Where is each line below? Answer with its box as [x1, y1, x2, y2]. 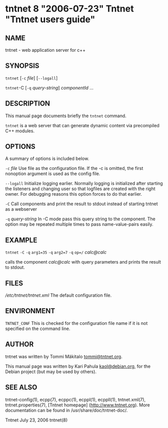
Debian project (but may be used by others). [5, 368, 97, 375]
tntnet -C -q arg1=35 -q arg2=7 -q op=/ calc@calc [5, 249, 107, 255]
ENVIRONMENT [5, 307, 55, 315]
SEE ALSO [5, 383, 38, 392]
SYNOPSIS [5, 61, 40, 70]
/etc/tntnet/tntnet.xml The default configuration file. [5, 292, 112, 298]
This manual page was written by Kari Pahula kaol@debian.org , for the [5, 363, 151, 369]
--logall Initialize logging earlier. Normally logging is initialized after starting [5, 181, 163, 187]
